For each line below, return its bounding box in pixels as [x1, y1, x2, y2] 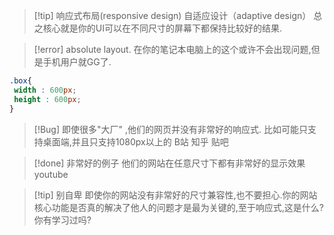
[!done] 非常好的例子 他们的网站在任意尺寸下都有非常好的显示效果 [33, 157, 306, 169]
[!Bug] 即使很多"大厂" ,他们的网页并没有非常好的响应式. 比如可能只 [33, 123, 308, 135]
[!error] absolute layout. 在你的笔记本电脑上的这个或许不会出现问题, [33, 44, 312, 55]
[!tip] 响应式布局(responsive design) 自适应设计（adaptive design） [33, 10, 312, 21]
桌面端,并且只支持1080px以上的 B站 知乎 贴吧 [42, 135, 229, 148]
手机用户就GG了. [42, 56, 112, 68]
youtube [33, 168, 69, 180]
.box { [9, 76, 32, 86]
